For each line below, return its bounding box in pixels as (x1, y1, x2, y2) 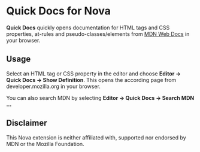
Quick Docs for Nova (6, 4, 111, 18)
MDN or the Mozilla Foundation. (6, 140, 85, 147)
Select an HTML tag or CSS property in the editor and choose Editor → (6, 70, 181, 77)
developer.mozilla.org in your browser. (6, 83, 101, 90)
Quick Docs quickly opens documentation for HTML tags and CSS (6, 24, 170, 31)
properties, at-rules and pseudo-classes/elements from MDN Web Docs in (6, 30, 190, 37)
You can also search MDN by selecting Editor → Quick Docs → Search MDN (6, 94, 195, 101)
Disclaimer (6, 118, 47, 128)
